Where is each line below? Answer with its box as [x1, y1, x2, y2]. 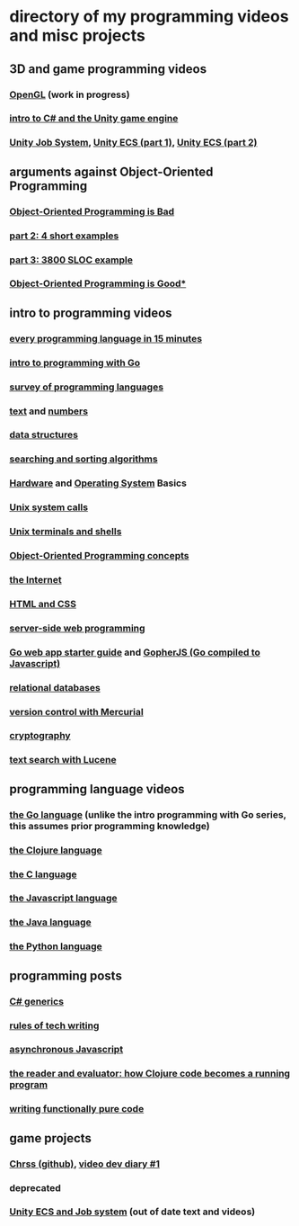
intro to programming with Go [9, 356, 141, 369]
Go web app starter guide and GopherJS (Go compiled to [9, 646, 260, 658]
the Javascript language [9, 892, 119, 905]
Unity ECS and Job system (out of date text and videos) [9, 1205, 256, 1218]
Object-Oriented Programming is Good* [9, 277, 187, 290]
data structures [9, 429, 79, 442]
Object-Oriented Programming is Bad [9, 205, 175, 218]
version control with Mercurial [9, 705, 144, 718]
